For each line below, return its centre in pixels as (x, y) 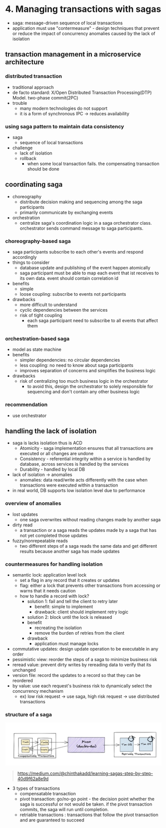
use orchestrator (29, 415)
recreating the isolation (58, 628)
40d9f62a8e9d (33, 779)
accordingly (25, 257)
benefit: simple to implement (64, 607)
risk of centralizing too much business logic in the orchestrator (84, 381)
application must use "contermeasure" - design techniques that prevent (86, 28)
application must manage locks (66, 644)
